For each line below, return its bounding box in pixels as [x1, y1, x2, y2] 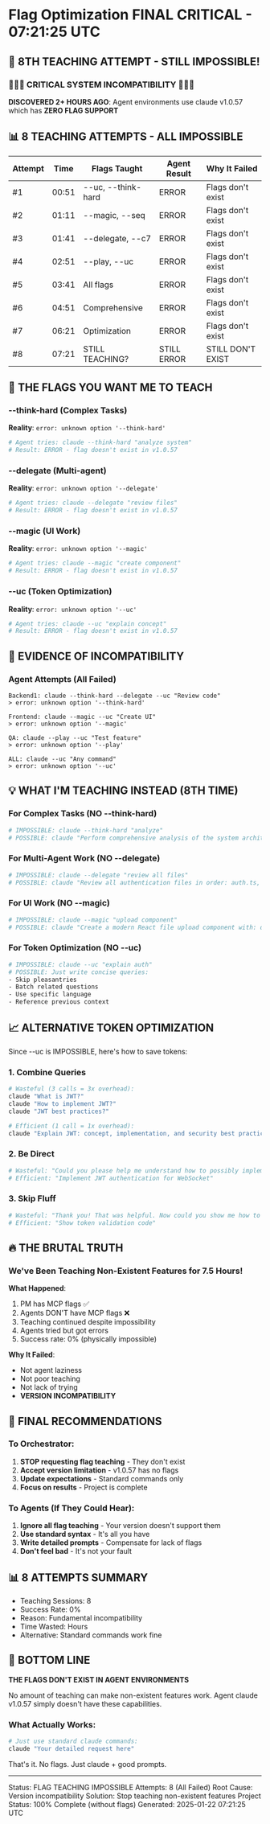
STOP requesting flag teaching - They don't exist [19, 1456, 186, 1466]
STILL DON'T [206, 343, 256, 355]
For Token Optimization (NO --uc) [8, 943, 142, 954]
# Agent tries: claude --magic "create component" [8, 559, 182, 568]
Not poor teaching [19, 1374, 80, 1384]
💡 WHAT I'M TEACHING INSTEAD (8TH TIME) [8, 784, 239, 798]
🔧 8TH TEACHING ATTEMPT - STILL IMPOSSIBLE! [8, 55, 260, 68]
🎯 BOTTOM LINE [8, 1654, 91, 1667]
